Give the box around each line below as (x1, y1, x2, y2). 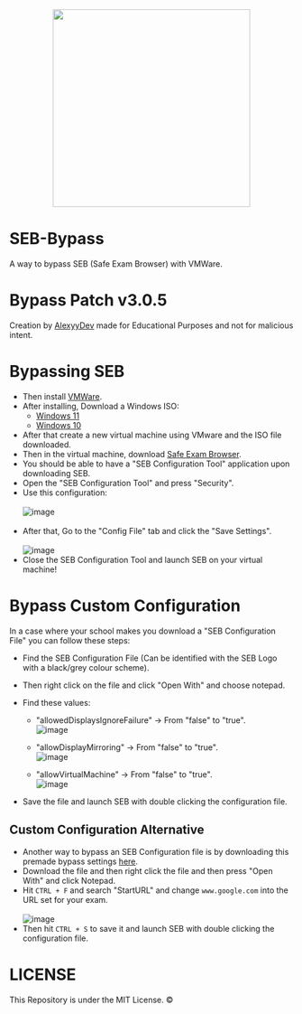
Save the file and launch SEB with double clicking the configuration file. (22, 795, 288, 807)
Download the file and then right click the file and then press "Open (22, 865, 273, 876)
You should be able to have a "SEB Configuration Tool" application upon (22, 458, 290, 469)
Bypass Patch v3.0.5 (9, 290, 168, 311)
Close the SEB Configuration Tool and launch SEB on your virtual (22, 554, 263, 565)
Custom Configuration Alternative (9, 822, 205, 838)
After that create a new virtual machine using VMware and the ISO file (22, 429, 282, 440)
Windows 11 (35, 410, 79, 421)
